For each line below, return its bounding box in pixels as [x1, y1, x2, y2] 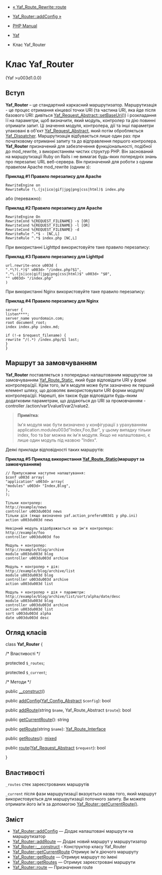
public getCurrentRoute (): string [5, 717, 69, 723]
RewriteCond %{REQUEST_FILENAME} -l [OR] [5, 223, 90, 228]
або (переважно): [5, 196, 42, 201]
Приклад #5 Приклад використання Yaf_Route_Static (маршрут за [5, 456, 145, 462]
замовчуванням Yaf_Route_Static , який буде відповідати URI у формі [5, 377, 147, 383]
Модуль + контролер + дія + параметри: [5, 589, 86, 595]
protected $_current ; [5, 670, 47, 676]
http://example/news [5, 504, 47, 510]
